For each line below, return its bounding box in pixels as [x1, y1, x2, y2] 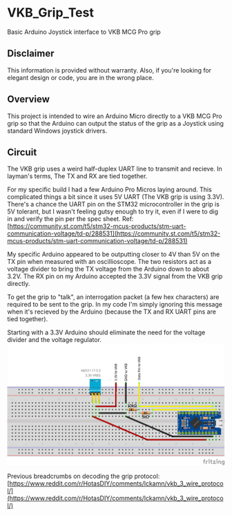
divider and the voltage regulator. [7, 336, 102, 344]
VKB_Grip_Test [7, 5, 95, 21]
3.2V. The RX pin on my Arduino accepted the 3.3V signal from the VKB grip [7, 272, 223, 280]
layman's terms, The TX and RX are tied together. [7, 172, 148, 180]
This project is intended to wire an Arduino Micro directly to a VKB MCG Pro [7, 112, 222, 120]
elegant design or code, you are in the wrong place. [7, 73, 154, 82]
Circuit [7, 146, 37, 158]
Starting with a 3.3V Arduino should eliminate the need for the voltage [7, 328, 206, 336]
